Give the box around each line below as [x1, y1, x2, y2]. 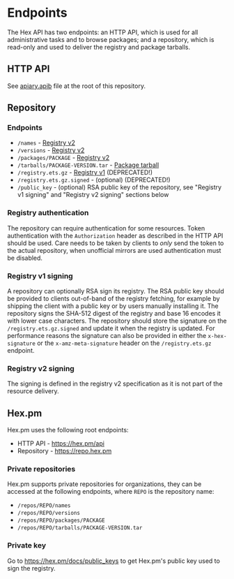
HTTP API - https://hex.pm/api [17, 439, 104, 448]
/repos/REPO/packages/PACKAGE [17, 517, 106, 525]
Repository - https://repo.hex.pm [17, 447, 112, 455]
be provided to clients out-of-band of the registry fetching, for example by [7, 295, 221, 303]
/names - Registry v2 [17, 138, 75, 147]
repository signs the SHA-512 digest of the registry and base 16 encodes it [7, 309, 221, 318]
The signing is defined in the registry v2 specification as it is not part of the [7, 379, 223, 388]
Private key [7, 541, 47, 550]
